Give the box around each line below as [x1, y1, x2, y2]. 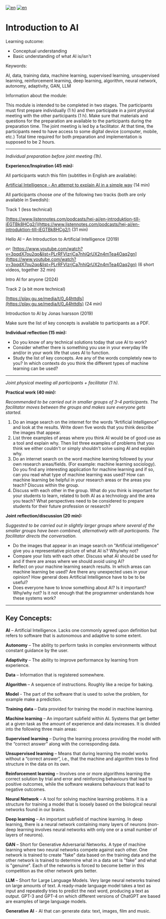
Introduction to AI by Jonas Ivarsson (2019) [5, 310, 93, 316]
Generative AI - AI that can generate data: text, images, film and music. [5, 908, 151, 914]
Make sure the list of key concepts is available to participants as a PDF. [5, 320, 150, 326]
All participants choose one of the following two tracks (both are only [5, 191, 146, 198]
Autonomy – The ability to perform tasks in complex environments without [5, 642, 157, 648]
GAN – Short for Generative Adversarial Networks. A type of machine [5, 841, 146, 847]
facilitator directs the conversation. [5, 533, 77, 539]
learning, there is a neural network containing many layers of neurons [5, 821, 147, 827]
